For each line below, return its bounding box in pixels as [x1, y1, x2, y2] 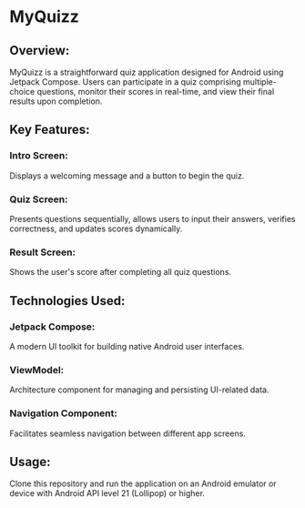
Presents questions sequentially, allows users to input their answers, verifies [9, 213, 296, 224]
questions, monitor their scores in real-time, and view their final [36, 86, 275, 97]
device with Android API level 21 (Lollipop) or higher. [9, 488, 205, 499]
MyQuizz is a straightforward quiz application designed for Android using [9, 66, 284, 77]
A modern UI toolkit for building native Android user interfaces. [9, 340, 245, 351]
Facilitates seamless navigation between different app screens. [9, 428, 246, 439]
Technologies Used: [9, 293, 126, 309]
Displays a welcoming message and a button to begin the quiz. [9, 170, 245, 181]
